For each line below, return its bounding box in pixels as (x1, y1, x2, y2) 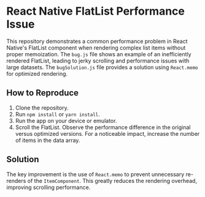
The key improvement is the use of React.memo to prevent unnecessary (6, 170, 185, 178)
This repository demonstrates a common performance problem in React (6, 37, 188, 45)
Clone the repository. (15, 104, 69, 111)
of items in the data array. (15, 136, 80, 144)
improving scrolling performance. (6, 184, 91, 191)
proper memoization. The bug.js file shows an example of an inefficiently (6, 50, 191, 58)
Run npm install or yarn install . (15, 110, 100, 117)
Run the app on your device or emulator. (15, 117, 117, 124)
